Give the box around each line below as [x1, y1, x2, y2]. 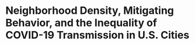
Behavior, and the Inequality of [5, 16, 157, 29]
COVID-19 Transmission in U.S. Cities [5, 29, 190, 42]
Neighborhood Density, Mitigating [5, 4, 175, 17]
